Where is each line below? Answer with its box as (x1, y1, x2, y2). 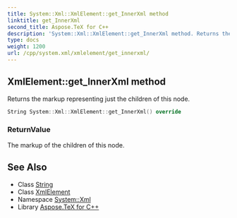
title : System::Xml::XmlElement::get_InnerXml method (7, 10, 169, 18)
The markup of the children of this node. (7, 140, 125, 149)
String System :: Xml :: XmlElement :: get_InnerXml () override (7, 108, 181, 115)
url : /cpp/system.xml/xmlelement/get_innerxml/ (7, 50, 150, 57)
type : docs (7, 37, 39, 44)
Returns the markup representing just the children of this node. (7, 95, 190, 103)
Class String (17, 180, 54, 188)
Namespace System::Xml (17, 195, 92, 203)
